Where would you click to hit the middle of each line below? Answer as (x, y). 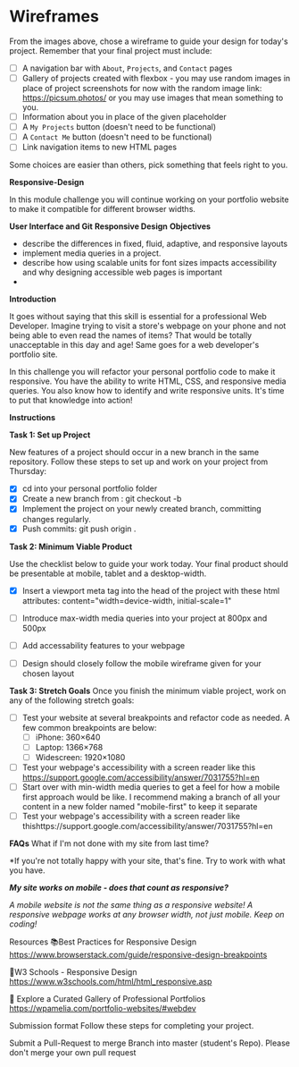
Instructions (33, 418)
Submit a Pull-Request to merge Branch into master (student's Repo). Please (149, 1043)
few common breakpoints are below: (90, 727)
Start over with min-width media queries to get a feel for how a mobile (151, 787)
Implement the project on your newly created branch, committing (141, 509)
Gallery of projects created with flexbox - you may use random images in (156, 78)
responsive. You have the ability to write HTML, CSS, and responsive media (148, 381)
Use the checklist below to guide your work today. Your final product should (149, 563)
